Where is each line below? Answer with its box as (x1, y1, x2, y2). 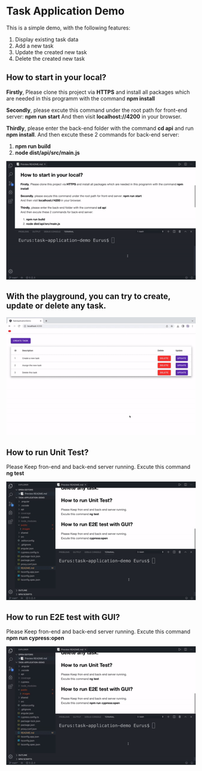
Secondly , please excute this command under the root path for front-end (6, 107, 188, 114)
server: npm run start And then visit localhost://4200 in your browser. (6, 113, 182, 120)
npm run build (14, 143, 51, 150)
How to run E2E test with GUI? (6, 612, 120, 622)
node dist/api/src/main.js (14, 149, 80, 156)
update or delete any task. (6, 301, 106, 311)
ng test (6, 469, 25, 477)
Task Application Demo (6, 4, 125, 18)
